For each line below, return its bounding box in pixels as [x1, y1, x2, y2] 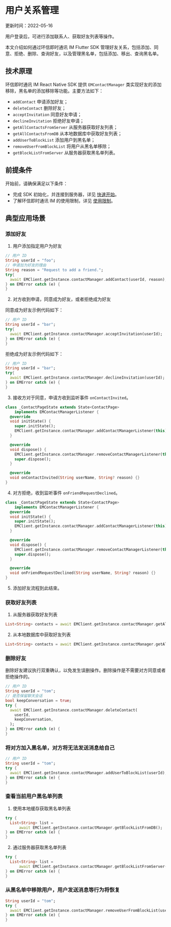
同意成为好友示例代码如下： [5, 307, 64, 313]
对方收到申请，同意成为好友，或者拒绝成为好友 [12, 296, 111, 302]
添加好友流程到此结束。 [12, 585, 62, 591]
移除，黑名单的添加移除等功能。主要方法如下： [5, 88, 103, 94]
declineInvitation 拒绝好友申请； [12, 118, 84, 124]
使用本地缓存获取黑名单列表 [12, 805, 71, 811]
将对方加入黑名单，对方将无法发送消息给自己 [5, 744, 115, 751]
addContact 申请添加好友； [12, 98, 69, 104]
